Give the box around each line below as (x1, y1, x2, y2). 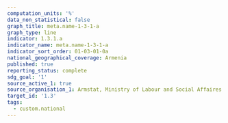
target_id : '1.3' (7, 93, 57, 100)
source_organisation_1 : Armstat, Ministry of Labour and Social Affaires (7, 86, 223, 93)
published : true (7, 61, 53, 68)
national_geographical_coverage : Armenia (7, 55, 127, 61)
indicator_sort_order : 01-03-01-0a (7, 49, 109, 55)
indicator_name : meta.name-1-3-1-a (7, 42, 109, 49)
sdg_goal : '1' (7, 73, 48, 81)
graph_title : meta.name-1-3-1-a (7, 23, 99, 29)
